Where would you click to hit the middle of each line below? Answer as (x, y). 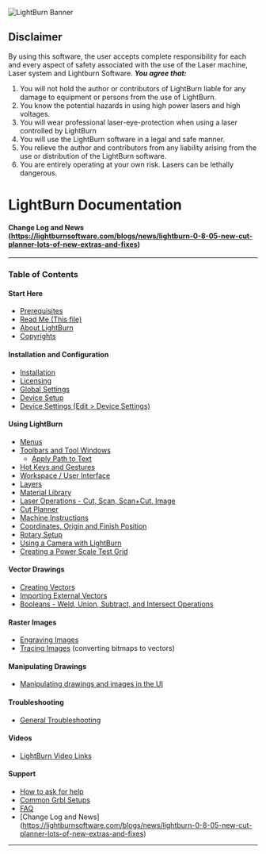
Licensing (36, 380)
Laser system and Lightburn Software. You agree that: (98, 73)
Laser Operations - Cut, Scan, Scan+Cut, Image (97, 501)
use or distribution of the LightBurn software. (93, 156)
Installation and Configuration (59, 354)
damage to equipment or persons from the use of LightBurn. (118, 97)
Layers (30, 483)
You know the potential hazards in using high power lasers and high (130, 105)
